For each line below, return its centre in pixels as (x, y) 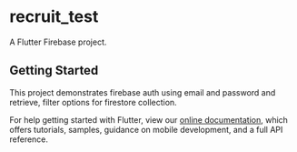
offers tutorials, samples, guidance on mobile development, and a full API (146, 129)
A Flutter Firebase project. (58, 42)
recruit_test (54, 17)
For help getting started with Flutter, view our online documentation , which (149, 119)
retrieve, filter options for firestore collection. (93, 102)
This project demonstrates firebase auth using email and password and (143, 92)
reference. (29, 139)
